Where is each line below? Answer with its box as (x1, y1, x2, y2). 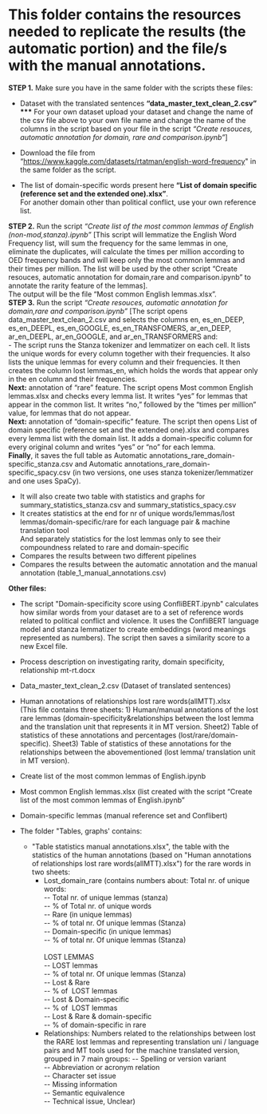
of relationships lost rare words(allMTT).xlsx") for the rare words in (31, 858, 251, 868)
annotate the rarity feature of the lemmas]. (8, 280, 148, 290)
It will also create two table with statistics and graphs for (19, 491, 206, 501)
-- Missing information (43, 1079, 118, 1088)
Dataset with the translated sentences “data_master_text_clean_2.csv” (19, 98, 257, 108)
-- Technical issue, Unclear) (43, 1096, 135, 1106)
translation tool (19, 525, 69, 535)
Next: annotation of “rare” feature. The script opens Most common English (8, 382, 253, 392)
